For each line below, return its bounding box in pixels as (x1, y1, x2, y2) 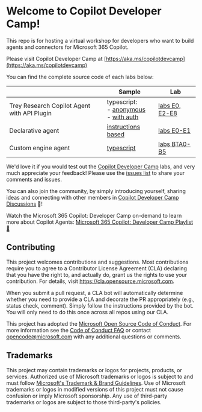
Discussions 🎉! (6, 200, 43, 208)
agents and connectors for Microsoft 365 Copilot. (6, 43, 129, 51)
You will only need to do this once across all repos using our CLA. (6, 308, 169, 315)
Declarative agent (9, 126, 60, 135)
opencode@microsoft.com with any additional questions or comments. (6, 333, 182, 340)
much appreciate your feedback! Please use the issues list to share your (6, 169, 185, 176)
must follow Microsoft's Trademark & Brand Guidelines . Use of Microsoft (6, 379, 186, 387)
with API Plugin (9, 109, 52, 117)
